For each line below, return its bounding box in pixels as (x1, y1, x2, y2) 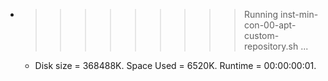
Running (243, 9, 279, 20)
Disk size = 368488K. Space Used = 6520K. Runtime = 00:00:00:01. (34, 60, 317, 71)
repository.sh (243, 40, 299, 52)
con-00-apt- (243, 19, 297, 31)
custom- (243, 30, 280, 41)
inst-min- (279, 9, 319, 20)
